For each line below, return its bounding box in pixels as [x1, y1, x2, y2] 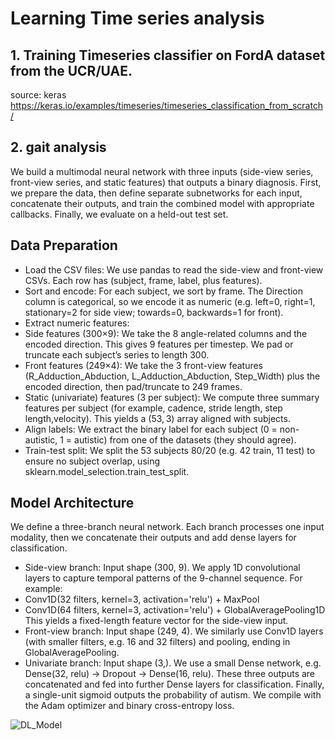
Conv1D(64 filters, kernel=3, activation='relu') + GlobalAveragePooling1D [24, 604, 326, 616]
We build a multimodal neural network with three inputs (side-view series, [10, 165, 314, 177]
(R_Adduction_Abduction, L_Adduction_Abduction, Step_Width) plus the [24, 370, 321, 382]
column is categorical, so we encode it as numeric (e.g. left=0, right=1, [24, 295, 316, 307]
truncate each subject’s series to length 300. [24, 348, 210, 361]
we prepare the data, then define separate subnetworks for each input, [10, 187, 303, 199]
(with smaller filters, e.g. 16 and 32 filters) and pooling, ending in [24, 636, 291, 648]
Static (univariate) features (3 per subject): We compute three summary [24, 391, 320, 403]
